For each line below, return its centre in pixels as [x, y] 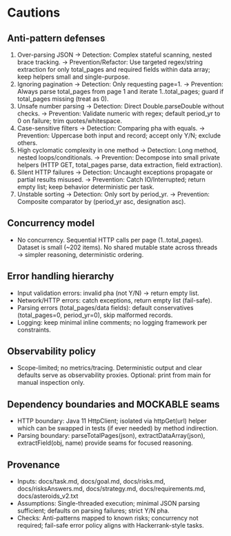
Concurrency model [51, 223]
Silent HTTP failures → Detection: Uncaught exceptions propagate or [115, 172]
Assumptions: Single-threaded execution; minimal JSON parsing [108, 504]
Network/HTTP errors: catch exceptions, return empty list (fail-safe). [114, 300]
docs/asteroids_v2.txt [48, 496]
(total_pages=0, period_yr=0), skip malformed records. [95, 315]
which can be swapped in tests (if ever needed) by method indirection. [118, 428]
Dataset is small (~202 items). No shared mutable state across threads [117, 247]
